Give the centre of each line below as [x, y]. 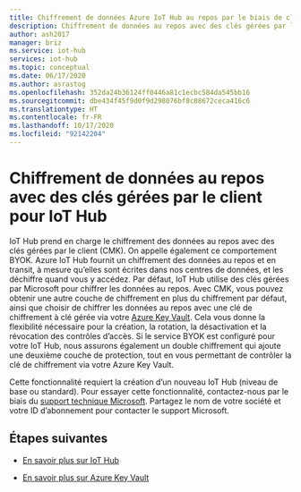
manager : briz [36, 42]
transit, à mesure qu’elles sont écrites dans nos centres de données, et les [146, 269]
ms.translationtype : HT [54, 109]
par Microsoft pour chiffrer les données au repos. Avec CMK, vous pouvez [146, 288]
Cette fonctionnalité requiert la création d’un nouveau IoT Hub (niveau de [144, 382]
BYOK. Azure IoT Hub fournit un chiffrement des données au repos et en [142, 259]
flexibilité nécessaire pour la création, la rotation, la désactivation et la [138, 327]
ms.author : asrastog [48, 84]
